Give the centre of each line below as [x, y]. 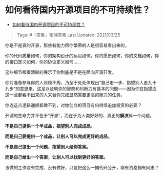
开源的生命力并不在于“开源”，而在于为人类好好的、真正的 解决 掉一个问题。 [80, 115]
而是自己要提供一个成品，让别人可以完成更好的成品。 [59, 136]
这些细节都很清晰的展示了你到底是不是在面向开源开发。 [61, 72]
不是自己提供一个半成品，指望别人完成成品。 [50, 126]
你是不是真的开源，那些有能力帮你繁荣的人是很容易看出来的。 [67, 45]
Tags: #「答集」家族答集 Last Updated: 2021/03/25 [69, 35]
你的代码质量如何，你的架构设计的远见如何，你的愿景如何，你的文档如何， [80, 55]
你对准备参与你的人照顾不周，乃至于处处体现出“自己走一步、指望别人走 [77, 82]
